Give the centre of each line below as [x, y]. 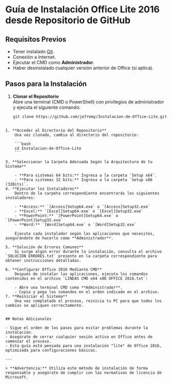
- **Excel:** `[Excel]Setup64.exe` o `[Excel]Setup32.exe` [79, 211]
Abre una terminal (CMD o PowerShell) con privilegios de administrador [88, 102]
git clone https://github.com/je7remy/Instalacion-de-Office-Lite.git [90, 116]
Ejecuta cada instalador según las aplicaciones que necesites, [85, 234]
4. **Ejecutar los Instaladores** [42, 189]
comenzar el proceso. [28, 341]
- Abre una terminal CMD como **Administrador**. [69, 287]
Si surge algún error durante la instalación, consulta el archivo [88, 251]
